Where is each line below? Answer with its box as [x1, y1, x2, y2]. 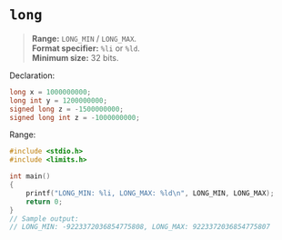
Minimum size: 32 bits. [31, 52, 120, 63]
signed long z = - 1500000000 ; [9, 105, 125, 114]
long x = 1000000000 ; [9, 87, 92, 96]
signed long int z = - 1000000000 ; [9, 113, 141, 122]
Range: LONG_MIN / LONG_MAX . [31, 33, 137, 44]
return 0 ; [25, 197, 64, 206]
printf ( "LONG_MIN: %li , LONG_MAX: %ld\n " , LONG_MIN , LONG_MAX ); [25, 188, 275, 197]
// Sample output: [9, 214, 79, 224]
